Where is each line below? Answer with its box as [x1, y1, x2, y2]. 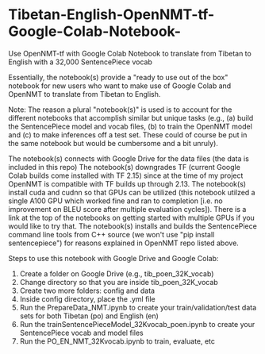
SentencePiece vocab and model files [19, 328, 144, 337]
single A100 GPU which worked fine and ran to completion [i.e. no [8, 196, 224, 206]
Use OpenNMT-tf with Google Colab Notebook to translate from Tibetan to [8, 48, 252, 58]
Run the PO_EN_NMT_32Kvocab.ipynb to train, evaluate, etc [19, 336, 216, 346]
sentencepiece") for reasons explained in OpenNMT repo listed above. [8, 238, 240, 248]
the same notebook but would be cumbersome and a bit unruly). [8, 138, 218, 148]
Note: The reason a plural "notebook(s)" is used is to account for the [8, 105, 232, 114]
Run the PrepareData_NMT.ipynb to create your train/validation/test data [19, 302, 257, 312]
